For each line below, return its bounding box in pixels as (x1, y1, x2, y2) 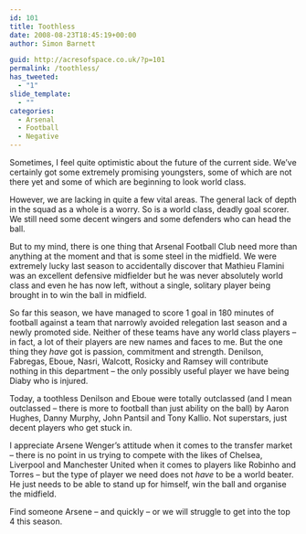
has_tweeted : (9, 72, 59, 82)
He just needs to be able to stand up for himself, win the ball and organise (9, 479, 287, 489)
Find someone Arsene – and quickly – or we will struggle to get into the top (9, 507, 290, 517)
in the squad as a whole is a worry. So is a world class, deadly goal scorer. (9, 204, 290, 215)
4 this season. (9, 516, 63, 527)
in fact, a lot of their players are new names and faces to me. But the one (9, 336, 283, 347)
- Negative (17, 132, 59, 142)
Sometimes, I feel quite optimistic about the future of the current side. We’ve (9, 157, 297, 167)
